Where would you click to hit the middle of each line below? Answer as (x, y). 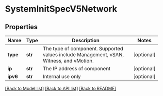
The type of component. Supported (83, 48)
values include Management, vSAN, (83, 55)
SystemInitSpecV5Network (61, 9)
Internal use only (62, 76)
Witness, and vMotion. (68, 61)
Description (86, 40)
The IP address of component (77, 69)
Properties (21, 27)
